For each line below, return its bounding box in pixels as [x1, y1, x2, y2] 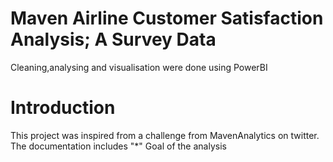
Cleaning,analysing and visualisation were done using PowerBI [10, 61, 268, 73]
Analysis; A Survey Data [10, 28, 217, 51]
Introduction [10, 97, 116, 119]
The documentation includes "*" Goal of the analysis [10, 140, 227, 152]
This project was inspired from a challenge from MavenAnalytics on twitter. [10, 129, 320, 141]
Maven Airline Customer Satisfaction [10, 7, 324, 30]
